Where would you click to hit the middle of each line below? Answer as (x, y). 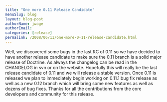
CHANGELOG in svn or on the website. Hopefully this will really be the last (81, 67)
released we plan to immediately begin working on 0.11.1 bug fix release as (81, 78)
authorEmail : (19, 28)
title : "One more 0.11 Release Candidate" (50, 10)
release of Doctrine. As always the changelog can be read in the (71, 62)
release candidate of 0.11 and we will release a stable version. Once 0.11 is (81, 73)
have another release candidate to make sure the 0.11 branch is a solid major (83, 57)
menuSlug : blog (21, 14)
